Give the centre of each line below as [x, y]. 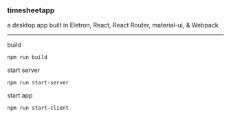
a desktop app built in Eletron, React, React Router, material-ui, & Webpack [113, 25]
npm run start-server [38, 83]
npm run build [27, 58]
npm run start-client [38, 108]
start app [20, 95]
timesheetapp [31, 10]
